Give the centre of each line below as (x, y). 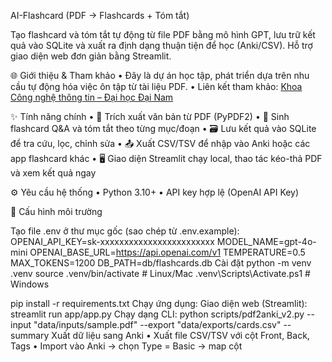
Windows (30, 284)
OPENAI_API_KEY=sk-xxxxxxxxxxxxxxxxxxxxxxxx (112, 241)
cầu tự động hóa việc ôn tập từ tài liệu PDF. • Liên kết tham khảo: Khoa (156, 86)
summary (30, 335)
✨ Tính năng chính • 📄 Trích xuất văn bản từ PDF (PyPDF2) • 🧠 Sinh (150, 116)
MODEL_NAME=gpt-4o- (266, 241)
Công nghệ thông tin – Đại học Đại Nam (92, 97)
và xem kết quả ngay (53, 173)
